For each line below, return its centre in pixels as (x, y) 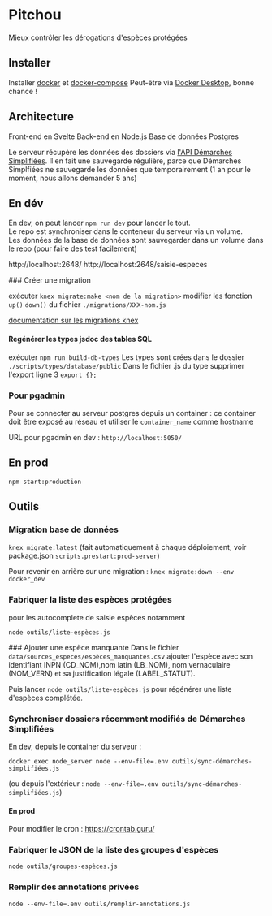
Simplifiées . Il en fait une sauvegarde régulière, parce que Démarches (125, 161)
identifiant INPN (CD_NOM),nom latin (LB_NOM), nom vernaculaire (119, 664)
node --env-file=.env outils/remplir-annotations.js (99, 904)
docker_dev (27, 579)
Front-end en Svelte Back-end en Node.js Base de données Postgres (124, 136)
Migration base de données (64, 529)
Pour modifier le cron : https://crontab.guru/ (82, 829)
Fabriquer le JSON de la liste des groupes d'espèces (114, 850)
